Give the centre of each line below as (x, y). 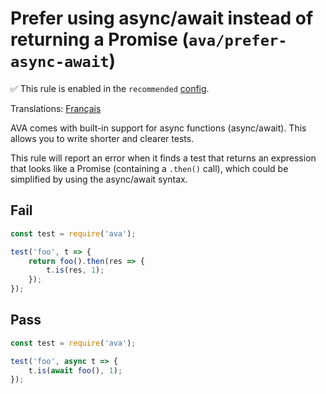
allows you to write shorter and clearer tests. (102, 138)
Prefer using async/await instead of (162, 18)
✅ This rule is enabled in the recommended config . (110, 88)
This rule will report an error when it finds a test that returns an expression (163, 158)
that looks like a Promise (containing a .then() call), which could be (149, 168)
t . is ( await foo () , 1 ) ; (75, 370)
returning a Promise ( (100, 39)
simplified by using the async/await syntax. (99, 179)
